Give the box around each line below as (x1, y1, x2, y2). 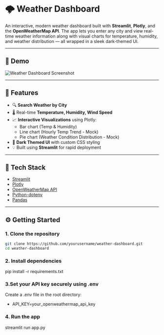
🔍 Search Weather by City (12, 102, 67, 108)
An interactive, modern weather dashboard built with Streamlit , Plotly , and (5, 22, 155, 29)
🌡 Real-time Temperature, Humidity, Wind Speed (12, 109, 113, 115)
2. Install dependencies (5, 257, 62, 264)
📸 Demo (5, 57, 29, 65)
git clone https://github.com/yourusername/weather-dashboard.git (5, 241, 143, 246)
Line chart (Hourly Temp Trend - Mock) (19, 129, 99, 135)
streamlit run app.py (5, 324, 45, 330)
